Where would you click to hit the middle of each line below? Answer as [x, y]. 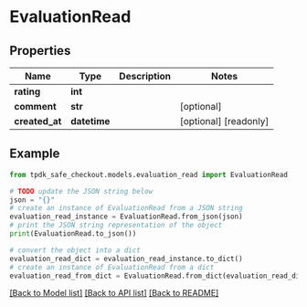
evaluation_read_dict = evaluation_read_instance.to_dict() [127, 259]
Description [145, 76]
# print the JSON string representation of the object [116, 226]
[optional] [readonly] [224, 121]
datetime [90, 121]
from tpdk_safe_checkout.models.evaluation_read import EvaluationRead [148, 175]
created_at [38, 121]
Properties [40, 51]
